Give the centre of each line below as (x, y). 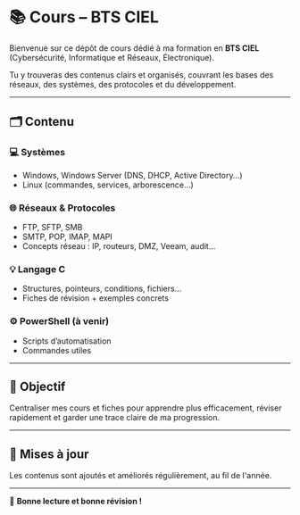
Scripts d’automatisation (67, 341)
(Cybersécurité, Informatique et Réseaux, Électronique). (112, 57)
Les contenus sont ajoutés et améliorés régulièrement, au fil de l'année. (141, 476)
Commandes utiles (57, 350)
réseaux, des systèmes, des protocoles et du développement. (123, 84)
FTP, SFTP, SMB (52, 227)
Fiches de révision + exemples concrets (96, 298)
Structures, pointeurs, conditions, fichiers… (102, 289)
